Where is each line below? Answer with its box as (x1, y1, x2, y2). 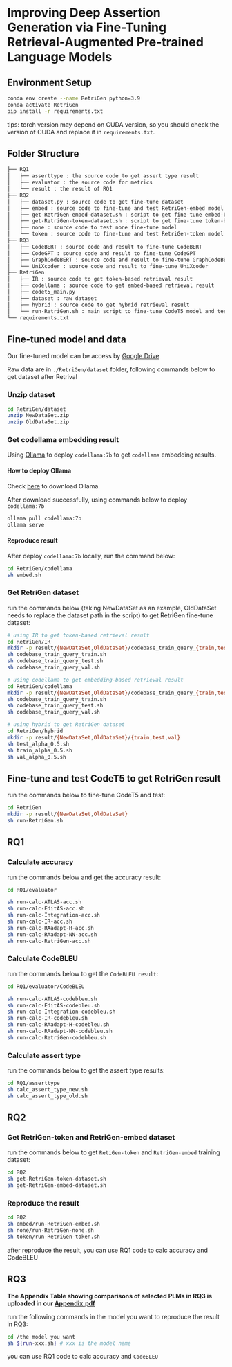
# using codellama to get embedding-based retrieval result (7, 676, 184, 683)
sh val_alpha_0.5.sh (7, 753, 67, 760)
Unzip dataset (7, 390, 55, 400)
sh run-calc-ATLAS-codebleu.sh (7, 996, 97, 1003)
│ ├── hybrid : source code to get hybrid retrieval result (7, 301, 190, 308)
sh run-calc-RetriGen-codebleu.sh (7, 1034, 107, 1041)
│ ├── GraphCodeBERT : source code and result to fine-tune (7, 256, 190, 263)
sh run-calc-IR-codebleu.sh (7, 1015, 88, 1022)
